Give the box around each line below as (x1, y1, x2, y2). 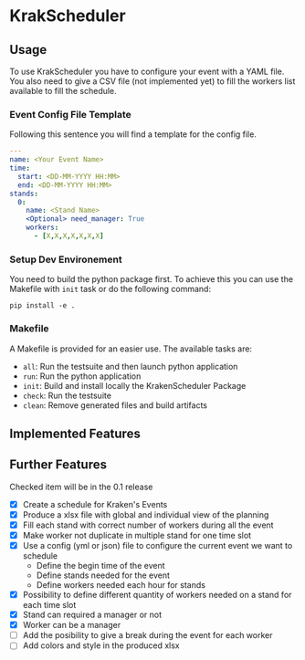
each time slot (22, 600, 77, 611)
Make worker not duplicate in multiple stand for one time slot (22, 529, 252, 540)
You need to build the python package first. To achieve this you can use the (9, 274, 294, 285)
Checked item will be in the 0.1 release (9, 481, 153, 492)
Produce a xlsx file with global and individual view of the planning (22, 508, 269, 520)
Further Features (9, 457, 108, 473)
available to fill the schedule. (9, 86, 117, 96)
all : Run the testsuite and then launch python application (22, 361, 238, 372)
